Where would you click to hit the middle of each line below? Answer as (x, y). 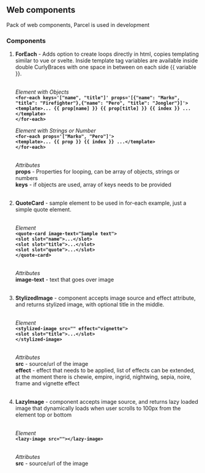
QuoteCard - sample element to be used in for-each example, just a (101, 203)
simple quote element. (43, 210)
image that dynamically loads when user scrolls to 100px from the (98, 408)
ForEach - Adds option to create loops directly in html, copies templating (107, 54)
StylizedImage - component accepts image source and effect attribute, (105, 298)
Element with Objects (42, 92)
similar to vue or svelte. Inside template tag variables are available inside (106, 61)
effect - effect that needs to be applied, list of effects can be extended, (105, 371)
